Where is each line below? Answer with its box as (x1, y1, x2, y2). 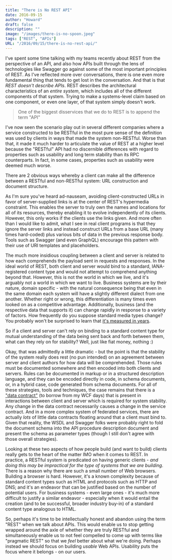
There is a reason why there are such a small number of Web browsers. (5, 468, 157, 474)
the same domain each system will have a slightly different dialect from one (5, 290, 165, 296)
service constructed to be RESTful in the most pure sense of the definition (5, 129, 162, 136)
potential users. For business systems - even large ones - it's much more (5, 489, 160, 496)
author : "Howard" (5, 17, 43, 22)
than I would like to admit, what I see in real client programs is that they (5, 220, 156, 227)
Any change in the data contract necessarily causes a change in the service (5, 403, 166, 409)
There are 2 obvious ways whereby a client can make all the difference (5, 172, 155, 178)
